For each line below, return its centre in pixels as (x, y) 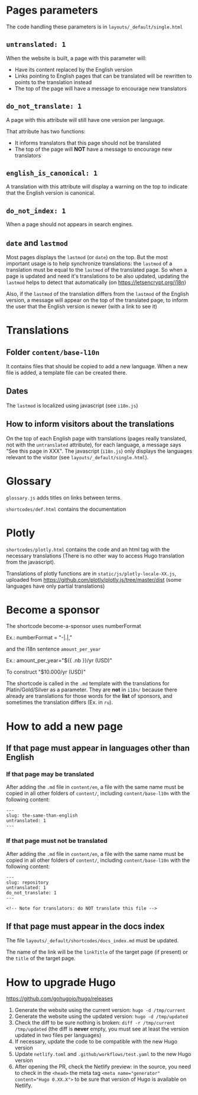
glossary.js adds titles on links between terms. (64, 497)
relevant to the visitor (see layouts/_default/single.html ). (77, 457)
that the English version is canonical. (51, 193)
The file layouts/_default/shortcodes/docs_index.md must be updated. (92, 941)
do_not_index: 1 (36, 211)
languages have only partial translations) (56, 586)
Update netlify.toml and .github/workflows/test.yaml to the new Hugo (103, 1054)
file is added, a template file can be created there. (67, 373)
